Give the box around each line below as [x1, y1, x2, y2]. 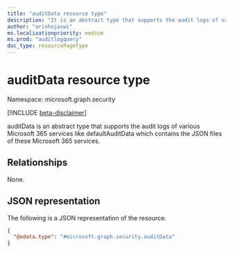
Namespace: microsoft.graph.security [7, 95, 116, 103]
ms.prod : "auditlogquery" [7, 36, 82, 43]
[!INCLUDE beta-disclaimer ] [7, 108, 87, 116]
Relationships [7, 157, 68, 168]
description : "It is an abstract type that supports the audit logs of [7, 17, 218, 24]
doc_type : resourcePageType [7, 42, 89, 49]
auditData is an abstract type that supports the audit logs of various [7, 122, 200, 130]
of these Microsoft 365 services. [7, 137, 101, 145]
